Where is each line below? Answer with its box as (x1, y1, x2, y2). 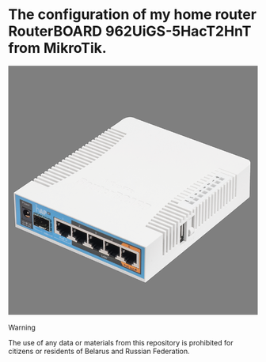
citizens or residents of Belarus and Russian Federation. (8, 346, 190, 356)
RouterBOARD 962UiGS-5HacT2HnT (8, 22, 252, 40)
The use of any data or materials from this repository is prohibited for (8, 337, 234, 347)
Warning (8, 322, 36, 332)
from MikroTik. (8, 40, 107, 57)
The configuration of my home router (8, 6, 257, 24)
